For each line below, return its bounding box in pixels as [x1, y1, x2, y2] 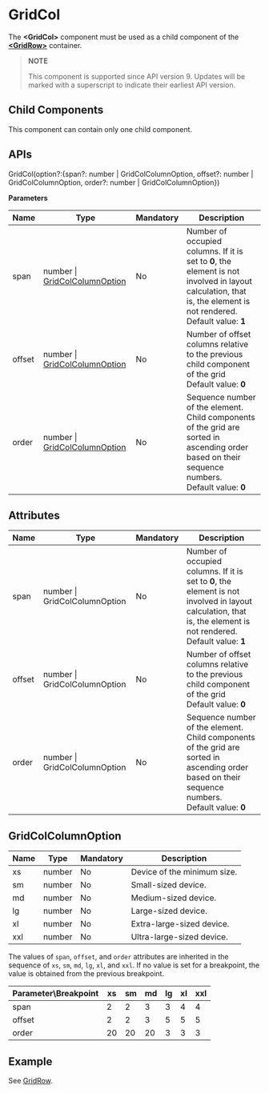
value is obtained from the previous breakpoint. [8, 969, 165, 979]
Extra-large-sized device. [130, 919, 230, 930]
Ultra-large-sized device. [130, 931, 228, 943]
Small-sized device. [130, 879, 207, 891]
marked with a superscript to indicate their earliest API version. [27, 80, 236, 90]
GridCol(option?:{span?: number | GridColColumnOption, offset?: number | [8, 169, 254, 178]
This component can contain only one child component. [8, 124, 193, 134]
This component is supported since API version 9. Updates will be [27, 71, 246, 81]
